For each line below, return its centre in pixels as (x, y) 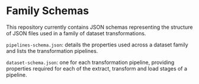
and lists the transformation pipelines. (52, 51)
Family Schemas (48, 11)
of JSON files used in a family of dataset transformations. (76, 33)
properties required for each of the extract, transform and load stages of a (97, 68)
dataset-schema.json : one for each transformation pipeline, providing (90, 62)
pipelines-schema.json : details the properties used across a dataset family (97, 45)
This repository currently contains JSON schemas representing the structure (99, 27)
